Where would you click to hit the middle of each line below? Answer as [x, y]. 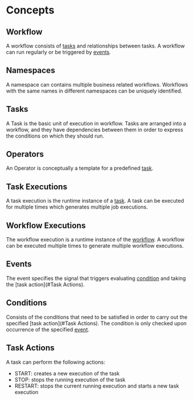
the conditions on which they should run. [55, 136]
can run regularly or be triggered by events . [58, 52]
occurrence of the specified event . [48, 329]
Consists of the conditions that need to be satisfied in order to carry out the [97, 317]
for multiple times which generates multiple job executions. [77, 207]
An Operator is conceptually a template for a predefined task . [80, 168]
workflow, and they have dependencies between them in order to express [95, 129]
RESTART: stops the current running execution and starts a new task [97, 386]
